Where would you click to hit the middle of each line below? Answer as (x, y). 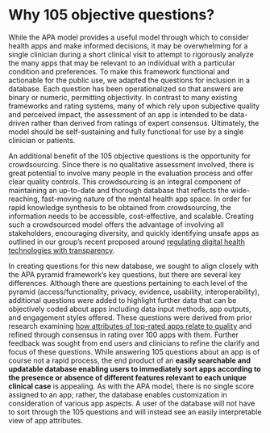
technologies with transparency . (62, 250)
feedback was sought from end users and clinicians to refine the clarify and (134, 343)
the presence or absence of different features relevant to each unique (128, 377)
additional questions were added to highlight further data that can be (123, 300)
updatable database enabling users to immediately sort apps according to (135, 368)
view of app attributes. (46, 420)
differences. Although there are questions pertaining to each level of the (128, 283)
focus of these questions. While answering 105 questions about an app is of (134, 351)
